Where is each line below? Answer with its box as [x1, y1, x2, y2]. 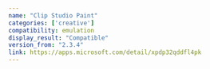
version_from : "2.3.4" [8, 41, 84, 49]
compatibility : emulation [8, 26, 94, 34]
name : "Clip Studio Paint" [8, 11, 98, 20]
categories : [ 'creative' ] [8, 19, 94, 27]
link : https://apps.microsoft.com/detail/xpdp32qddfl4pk [8, 48, 202, 56]
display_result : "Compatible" [8, 33, 109, 42]
